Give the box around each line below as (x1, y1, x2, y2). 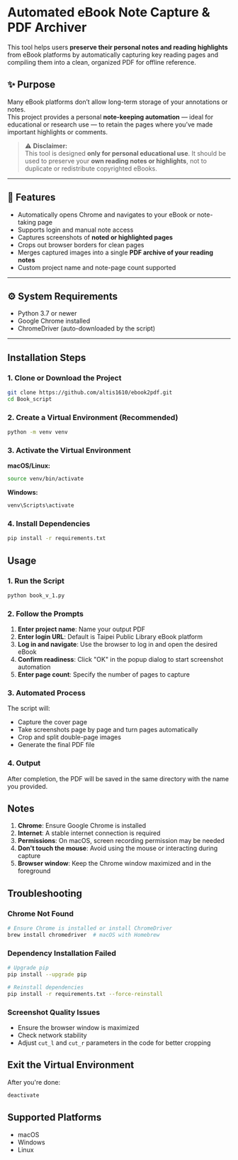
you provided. (7, 782, 48, 790)
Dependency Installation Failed (7, 948, 117, 958)
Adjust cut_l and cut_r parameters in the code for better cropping (17, 1038, 211, 1047)
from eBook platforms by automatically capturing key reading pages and (7, 50, 219, 59)
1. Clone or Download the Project (7, 372, 122, 382)
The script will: (7, 704, 51, 713)
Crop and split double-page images (17, 733, 122, 741)
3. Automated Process (7, 687, 86, 697)
